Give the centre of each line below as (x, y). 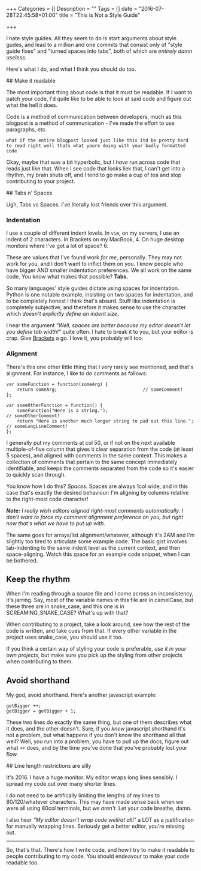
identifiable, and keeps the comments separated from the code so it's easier (100, 468)
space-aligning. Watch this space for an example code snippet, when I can (98, 554)
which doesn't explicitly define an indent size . (63, 314)
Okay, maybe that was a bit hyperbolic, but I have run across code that (93, 162)
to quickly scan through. (36, 474)
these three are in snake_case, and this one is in (65, 606)
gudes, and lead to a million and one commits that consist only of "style (94, 45)
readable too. (22, 863)
